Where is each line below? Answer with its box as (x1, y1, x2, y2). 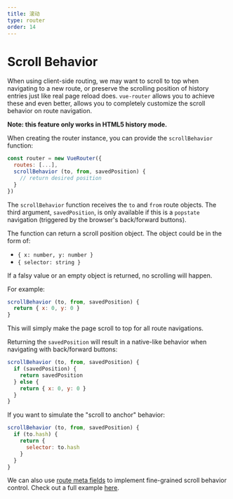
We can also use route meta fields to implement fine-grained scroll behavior (7, 476, 227, 485)
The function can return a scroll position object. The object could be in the (7, 229, 222, 238)
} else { (13, 378, 39, 385)
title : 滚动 (7, 10, 40, 18)
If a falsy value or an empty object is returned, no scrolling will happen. (7, 271, 213, 280)
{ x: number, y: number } (17, 251, 93, 259)
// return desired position (20, 174, 102, 181)
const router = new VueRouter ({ (7, 155, 102, 162)
